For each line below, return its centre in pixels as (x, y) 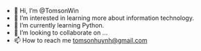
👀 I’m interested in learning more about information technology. (104, 18)
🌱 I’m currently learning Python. (59, 25)
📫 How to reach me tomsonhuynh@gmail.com (80, 40)
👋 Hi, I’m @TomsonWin (46, 11)
